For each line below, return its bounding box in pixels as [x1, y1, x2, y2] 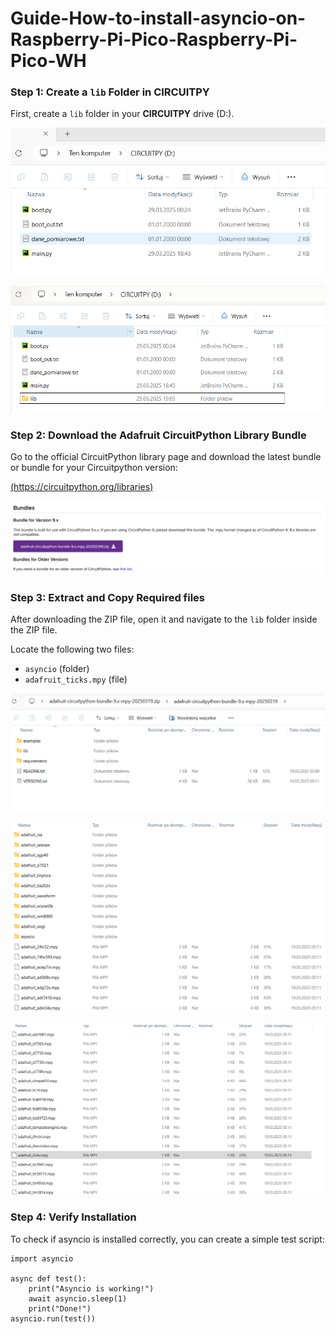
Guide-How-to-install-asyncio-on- [10, 7, 307, 30]
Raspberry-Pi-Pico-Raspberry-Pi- [10, 28, 298, 51]
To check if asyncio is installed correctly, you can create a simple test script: [10, 1233, 325, 1245]
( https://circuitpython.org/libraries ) [10, 481, 154, 493]
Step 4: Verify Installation [10, 1210, 137, 1224]
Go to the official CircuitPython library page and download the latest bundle [10, 451, 322, 463]
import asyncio [10, 1253, 74, 1264]
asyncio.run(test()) [10, 1313, 97, 1324]
